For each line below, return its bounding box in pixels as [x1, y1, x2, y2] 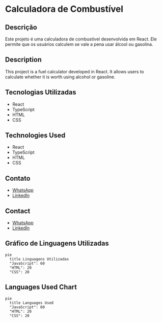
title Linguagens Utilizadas [9, 257, 69, 261]
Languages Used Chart [5, 283, 77, 291]
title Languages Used [9, 300, 54, 305]
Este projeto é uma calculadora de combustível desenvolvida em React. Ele [5, 36, 157, 42]
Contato [5, 174, 30, 183]
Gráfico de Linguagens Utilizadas [5, 239, 109, 248]
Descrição [5, 23, 37, 32]
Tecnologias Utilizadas [5, 88, 77, 97]
